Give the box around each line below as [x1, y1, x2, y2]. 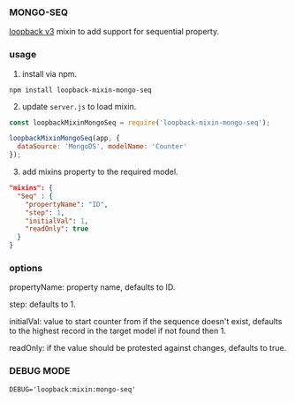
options [9, 262, 43, 275]
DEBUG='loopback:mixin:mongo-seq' [9, 384, 137, 394]
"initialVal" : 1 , [25, 217, 89, 225]
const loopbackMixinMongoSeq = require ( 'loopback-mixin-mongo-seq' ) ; [9, 118, 271, 127]
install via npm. [21, 68, 78, 79]
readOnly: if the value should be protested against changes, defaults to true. [9, 343, 287, 354]
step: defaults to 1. [9, 299, 77, 310]
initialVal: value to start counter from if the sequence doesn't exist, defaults [9, 316, 283, 327]
